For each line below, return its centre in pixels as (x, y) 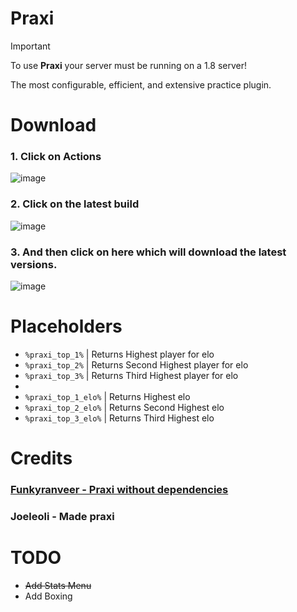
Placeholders (66, 326)
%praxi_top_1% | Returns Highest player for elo (119, 354)
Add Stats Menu (58, 585)
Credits (41, 458)
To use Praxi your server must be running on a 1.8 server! (128, 65)
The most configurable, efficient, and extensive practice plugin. (141, 84)
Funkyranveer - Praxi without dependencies (119, 490)
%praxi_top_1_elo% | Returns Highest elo (107, 396)
